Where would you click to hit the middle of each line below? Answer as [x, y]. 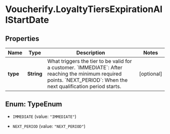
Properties [22, 39]
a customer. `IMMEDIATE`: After [85, 68]
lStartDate [27, 20]
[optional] [151, 74]
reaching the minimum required [84, 74]
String [35, 74]
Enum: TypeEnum [34, 104]
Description [91, 53]
